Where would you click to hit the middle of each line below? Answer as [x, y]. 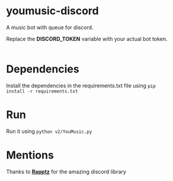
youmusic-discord [52, 11]
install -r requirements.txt [42, 91]
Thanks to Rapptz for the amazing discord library [66, 172]
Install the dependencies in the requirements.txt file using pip [81, 85]
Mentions [30, 155]
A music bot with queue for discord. [50, 27]
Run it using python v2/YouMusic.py [49, 131]
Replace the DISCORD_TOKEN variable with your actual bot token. [87, 39]
